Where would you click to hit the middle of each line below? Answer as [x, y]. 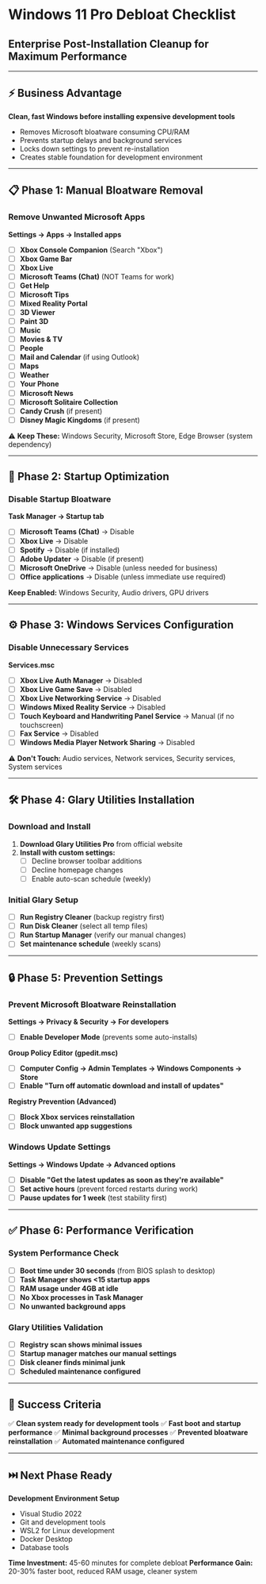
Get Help [34, 285]
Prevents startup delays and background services [101, 140]
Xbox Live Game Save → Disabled [76, 689]
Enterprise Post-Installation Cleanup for [109, 44]
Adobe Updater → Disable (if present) [82, 559]
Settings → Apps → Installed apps [65, 234]
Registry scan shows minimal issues [81, 1345]
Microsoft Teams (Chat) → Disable [77, 532]
